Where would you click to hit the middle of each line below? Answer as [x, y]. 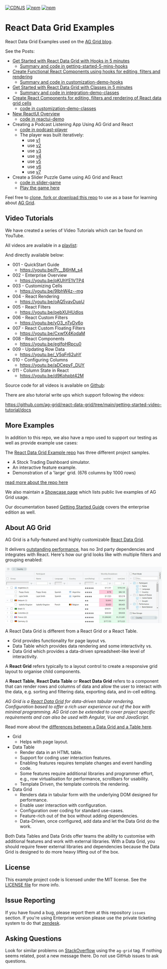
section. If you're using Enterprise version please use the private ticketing [81, 918]
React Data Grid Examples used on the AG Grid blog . [59, 41]
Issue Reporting [30, 901]
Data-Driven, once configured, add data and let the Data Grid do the [89, 821]
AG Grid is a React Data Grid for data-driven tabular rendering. [70, 701]
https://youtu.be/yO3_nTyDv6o [51, 323]
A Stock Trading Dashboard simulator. [51, 462]
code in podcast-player [44, 129]
